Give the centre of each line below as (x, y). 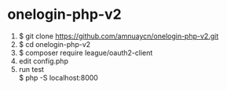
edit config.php (43, 61)
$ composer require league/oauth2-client (86, 52)
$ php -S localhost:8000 (59, 77)
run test (31, 69)
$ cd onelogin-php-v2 (55, 44)
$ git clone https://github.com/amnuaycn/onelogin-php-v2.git (119, 36)
